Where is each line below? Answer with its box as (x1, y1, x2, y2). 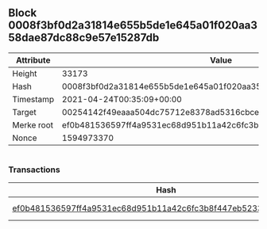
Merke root (12, 119, 54, 130)
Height (12, 67, 37, 78)
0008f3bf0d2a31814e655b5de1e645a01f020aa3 (8, 19, 258, 32)
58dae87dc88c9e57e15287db (8, 31, 160, 44)
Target (12, 106, 37, 117)
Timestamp (12, 94, 55, 105)
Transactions (8, 164, 61, 175)
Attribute (15, 55, 51, 66)
